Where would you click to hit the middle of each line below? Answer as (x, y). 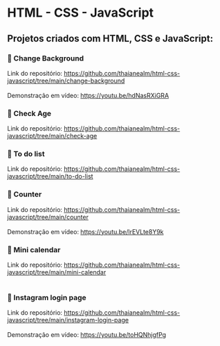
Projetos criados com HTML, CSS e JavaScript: (110, 39)
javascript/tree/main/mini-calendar (57, 272)
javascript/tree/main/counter (48, 217)
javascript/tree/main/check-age (52, 136)
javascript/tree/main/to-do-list (50, 176)
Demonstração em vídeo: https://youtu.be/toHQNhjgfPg (87, 335)
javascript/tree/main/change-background (66, 81)
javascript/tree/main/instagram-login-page (68, 320)
